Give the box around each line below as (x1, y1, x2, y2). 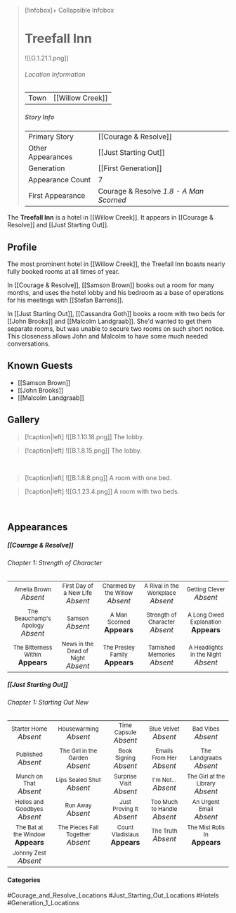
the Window (13, 831, 46, 838)
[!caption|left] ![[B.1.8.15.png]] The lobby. (24, 446, 143, 455)
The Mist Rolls (187, 824, 225, 831)
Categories (7, 876, 41, 884)
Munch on (15, 772, 44, 781)
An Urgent (192, 798, 220, 806)
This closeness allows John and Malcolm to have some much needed (7, 332, 209, 340)
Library (196, 779, 216, 788)
